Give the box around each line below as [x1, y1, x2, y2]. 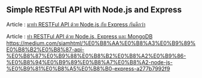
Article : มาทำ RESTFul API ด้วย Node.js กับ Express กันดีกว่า [6, 20, 146, 28]
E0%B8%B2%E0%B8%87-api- [6, 46, 85, 53]
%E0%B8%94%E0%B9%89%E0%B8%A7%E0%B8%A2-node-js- [6, 58, 173, 65]
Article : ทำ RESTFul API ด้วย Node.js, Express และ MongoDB [6, 32, 153, 40]
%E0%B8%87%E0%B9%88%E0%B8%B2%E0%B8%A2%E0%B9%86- [6, 52, 186, 59]
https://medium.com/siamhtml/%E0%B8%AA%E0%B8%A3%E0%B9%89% [6, 39, 196, 47]
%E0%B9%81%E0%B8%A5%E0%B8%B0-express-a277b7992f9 [6, 65, 171, 72]
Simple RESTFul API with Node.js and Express [6, 5, 182, 15]
